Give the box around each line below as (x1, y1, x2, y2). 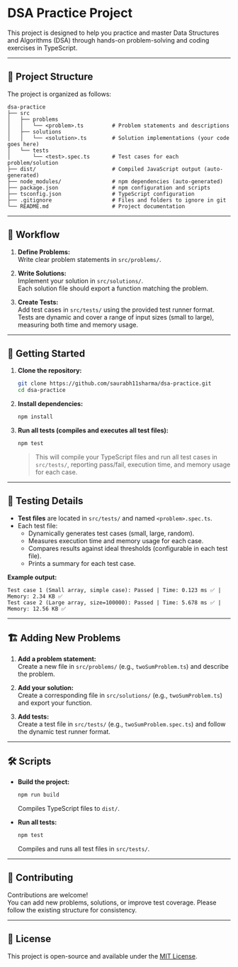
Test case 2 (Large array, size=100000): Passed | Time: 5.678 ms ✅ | (7, 599, 222, 606)
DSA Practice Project (7, 5, 133, 21)
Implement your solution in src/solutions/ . (17, 276, 144, 285)
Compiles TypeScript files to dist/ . (17, 804, 120, 813)
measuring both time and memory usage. (17, 320, 138, 329)
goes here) (7, 141, 40, 148)
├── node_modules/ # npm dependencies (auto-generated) (7, 177, 223, 185)
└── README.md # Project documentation (7, 202, 186, 210)
